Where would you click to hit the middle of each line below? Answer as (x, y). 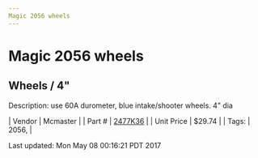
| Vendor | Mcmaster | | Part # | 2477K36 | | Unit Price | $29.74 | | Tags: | (129, 121)
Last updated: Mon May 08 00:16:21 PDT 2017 (85, 145)
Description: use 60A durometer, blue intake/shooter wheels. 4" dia (121, 105)
